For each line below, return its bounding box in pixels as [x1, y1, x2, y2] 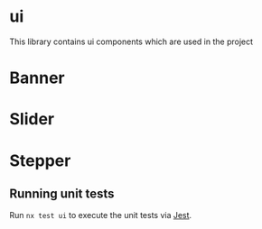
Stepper [9, 151, 71, 170]
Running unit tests [9, 186, 115, 201]
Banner [9, 68, 65, 88]
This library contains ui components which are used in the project [9, 36, 254, 47]
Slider [9, 109, 55, 130]
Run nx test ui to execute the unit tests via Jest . [9, 210, 192, 221]
